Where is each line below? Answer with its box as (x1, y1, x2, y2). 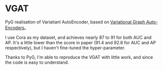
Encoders (5, 25, 24, 31)
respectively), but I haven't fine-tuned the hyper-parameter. (5, 45, 126, 51)
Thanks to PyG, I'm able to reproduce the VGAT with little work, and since (5, 54, 153, 60)
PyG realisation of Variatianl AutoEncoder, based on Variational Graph (5, 19, 145, 25)
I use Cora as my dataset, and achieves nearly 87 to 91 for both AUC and (5, 35, 152, 40)
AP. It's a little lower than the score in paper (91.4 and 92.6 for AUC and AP (5, 39, 156, 45)
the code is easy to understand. (5, 59, 70, 65)
